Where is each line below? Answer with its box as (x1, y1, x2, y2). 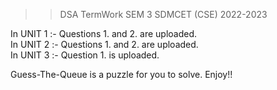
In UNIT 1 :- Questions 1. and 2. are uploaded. (10, 28, 197, 39)
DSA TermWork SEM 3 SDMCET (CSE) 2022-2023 (59, 9, 268, 20)
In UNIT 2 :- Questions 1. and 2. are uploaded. (10, 39, 199, 50)
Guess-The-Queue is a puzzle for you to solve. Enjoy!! (10, 69, 233, 80)
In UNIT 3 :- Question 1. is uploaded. (10, 49, 160, 61)
